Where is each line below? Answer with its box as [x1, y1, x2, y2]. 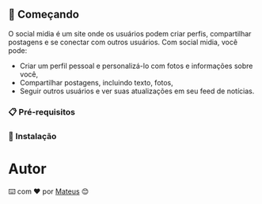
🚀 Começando [8, 8, 79, 21]
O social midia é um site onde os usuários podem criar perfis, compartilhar [8, 28, 252, 38]
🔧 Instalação [8, 130, 57, 142]
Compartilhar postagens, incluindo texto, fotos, [19, 77, 174, 87]
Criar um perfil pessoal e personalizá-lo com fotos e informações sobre [19, 61, 253, 70]
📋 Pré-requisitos [8, 106, 75, 117]
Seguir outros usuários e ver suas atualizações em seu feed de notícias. [19, 86, 255, 96]
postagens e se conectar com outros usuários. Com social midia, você [8, 37, 238, 47]
